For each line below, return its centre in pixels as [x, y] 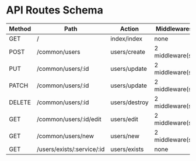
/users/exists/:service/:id [71, 149]
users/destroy [129, 102]
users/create [128, 52]
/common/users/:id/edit [69, 119]
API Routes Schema [55, 10]
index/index [127, 39]
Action [129, 29]
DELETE [20, 102]
